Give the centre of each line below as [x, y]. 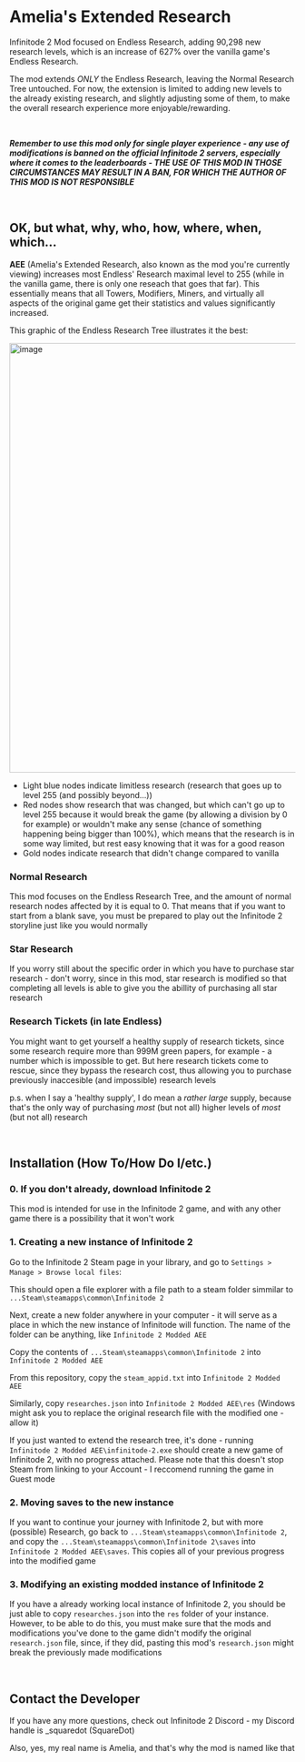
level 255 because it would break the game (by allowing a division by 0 [155, 814]
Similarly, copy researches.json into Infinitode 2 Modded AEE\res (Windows [152, 1403]
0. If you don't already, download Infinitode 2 [110, 1189]
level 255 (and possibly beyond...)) [87, 795]
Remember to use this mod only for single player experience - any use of [149, 143]
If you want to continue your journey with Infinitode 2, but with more [137, 1522]
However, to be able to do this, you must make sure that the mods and [140, 1624]
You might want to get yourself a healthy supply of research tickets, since [147, 1041]
